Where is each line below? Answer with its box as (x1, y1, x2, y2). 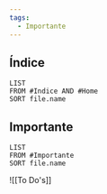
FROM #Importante (9, 151, 75, 161)
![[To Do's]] (9, 175, 52, 186)
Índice (9, 55, 45, 70)
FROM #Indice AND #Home (9, 87, 99, 96)
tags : (9, 13, 30, 23)
